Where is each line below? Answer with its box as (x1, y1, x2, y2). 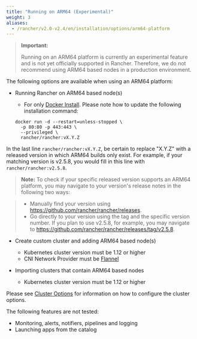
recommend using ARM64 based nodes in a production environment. (20, 66, 192, 74)
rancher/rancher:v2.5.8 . (6, 164, 67, 171)
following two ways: (20, 189, 71, 196)
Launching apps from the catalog (14, 326, 97, 333)
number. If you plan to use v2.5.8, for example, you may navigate (29, 219, 190, 226)
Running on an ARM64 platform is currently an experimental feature (20, 53, 188, 60)
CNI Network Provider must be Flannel (23, 255, 119, 262)
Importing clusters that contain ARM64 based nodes (14, 267, 144, 274)
